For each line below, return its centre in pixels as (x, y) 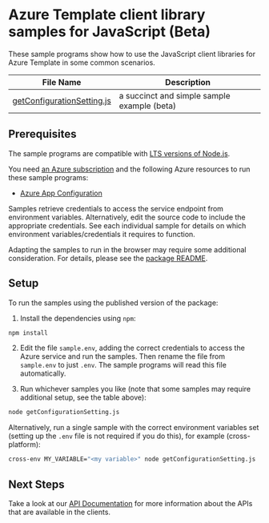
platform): (25, 445)
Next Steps (36, 484)
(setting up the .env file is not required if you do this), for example (116, 436)
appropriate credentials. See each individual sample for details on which (127, 225)
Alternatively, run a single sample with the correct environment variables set (134, 428)
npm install (28, 333)
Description (188, 82)
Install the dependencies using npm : (78, 318)
